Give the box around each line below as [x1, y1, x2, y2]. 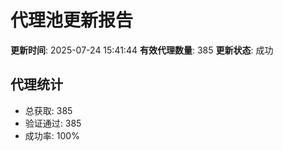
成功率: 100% [24, 129, 80, 141]
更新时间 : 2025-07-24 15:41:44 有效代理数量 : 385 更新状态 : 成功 [10, 44, 274, 56]
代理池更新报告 [10, 9, 134, 32]
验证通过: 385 [24, 117, 82, 129]
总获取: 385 [24, 104, 73, 116]
